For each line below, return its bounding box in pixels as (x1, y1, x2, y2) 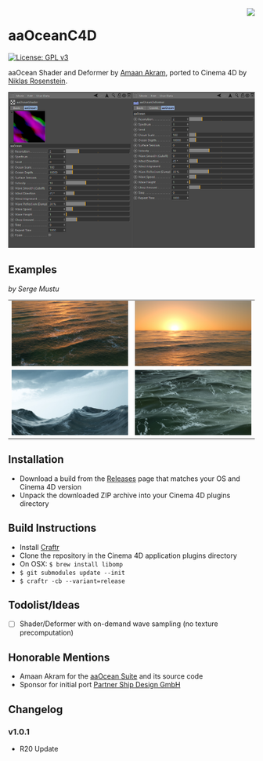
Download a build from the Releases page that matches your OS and (19, 474, 240, 483)
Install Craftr (19, 542, 60, 552)
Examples (8, 263, 57, 277)
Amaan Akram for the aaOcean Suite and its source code (19, 672, 204, 681)
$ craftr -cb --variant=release (19, 577, 125, 585)
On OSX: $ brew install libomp (19, 559, 124, 568)
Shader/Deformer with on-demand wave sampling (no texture (19, 619, 218, 628)
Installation (8, 453, 64, 466)
